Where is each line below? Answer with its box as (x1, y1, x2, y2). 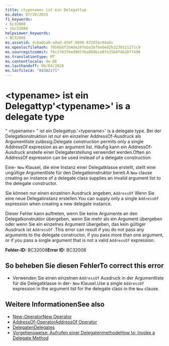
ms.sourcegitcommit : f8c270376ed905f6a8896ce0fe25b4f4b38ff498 (5, 49, 141, 54)
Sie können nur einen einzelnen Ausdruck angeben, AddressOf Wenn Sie (5, 190, 155, 196)
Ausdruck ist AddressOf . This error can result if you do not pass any (5, 226, 144, 232)
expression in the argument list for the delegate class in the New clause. (12, 285, 159, 292)
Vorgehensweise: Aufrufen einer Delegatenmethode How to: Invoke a (12, 329, 155, 335)
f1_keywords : (5, 17, 33, 22)
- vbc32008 (5, 26, 28, 31)
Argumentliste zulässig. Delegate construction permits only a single (5, 138, 144, 144)
